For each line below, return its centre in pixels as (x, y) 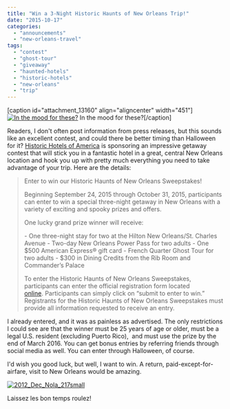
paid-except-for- (189, 364)
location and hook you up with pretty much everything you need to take (108, 160)
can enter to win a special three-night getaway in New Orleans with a (122, 202)
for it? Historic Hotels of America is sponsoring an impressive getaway (107, 146)
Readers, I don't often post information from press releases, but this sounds (114, 131)
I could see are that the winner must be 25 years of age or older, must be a (113, 329)
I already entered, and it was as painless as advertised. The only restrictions (115, 321)
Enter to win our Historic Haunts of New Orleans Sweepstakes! (113, 181)
